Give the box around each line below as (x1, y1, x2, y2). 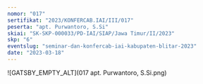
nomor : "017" (7, 10, 46, 17)
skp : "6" (7, 36, 33, 43)
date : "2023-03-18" (7, 50, 65, 57)
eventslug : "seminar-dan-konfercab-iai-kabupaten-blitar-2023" (7, 43, 197, 50)
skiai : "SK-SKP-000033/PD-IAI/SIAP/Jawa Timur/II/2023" (7, 29, 175, 37)
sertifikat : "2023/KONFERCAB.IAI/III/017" (7, 17, 134, 24)
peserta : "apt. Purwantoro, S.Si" (7, 23, 109, 30)
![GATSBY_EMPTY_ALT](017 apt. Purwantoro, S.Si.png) (7, 68, 167, 77)
